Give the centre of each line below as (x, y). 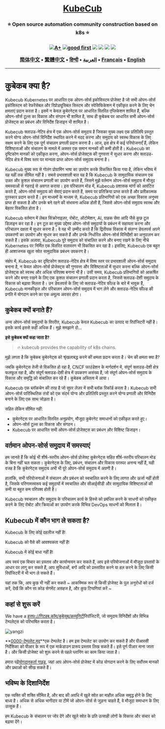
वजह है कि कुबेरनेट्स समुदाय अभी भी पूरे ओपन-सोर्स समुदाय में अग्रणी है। (61, 468)
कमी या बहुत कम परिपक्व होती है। (31, 489)
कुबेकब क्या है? (28, 85)
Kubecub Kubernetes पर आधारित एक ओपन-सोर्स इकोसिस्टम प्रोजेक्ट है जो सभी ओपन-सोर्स (80, 99)
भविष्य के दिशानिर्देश (27, 683)
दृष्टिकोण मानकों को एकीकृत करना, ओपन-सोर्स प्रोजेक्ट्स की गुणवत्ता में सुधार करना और (72, 154)
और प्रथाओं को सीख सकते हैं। (28, 667)
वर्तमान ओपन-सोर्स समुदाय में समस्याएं (48, 446)
